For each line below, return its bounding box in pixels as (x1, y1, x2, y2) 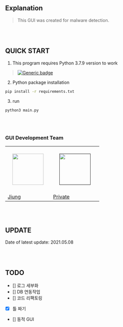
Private (53, 193, 70, 200)
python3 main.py (5, 107, 39, 113)
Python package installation (12, 79, 70, 85)
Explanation (5, 4, 43, 12)
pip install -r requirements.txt (5, 89, 75, 94)
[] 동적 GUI (12, 316, 34, 322)
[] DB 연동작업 (12, 289, 41, 295)
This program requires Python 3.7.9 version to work (12, 60, 118, 66)
